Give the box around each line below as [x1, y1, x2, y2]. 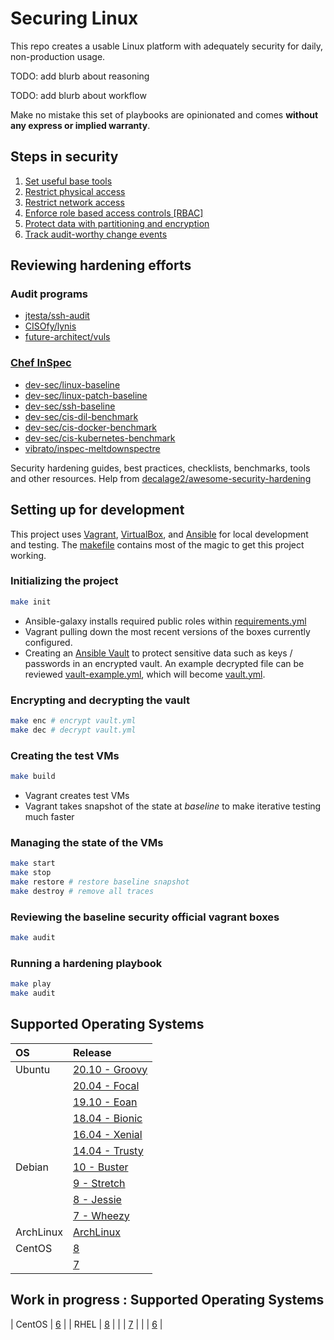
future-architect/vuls [24, 331, 111, 343]
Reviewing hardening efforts [10, 257, 192, 274]
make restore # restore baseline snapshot [10, 877, 190, 887]
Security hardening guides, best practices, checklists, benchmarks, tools [10, 462, 311, 474]
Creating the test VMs [10, 748, 120, 762]
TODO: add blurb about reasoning [10, 70, 150, 82]
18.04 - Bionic [72, 1111, 143, 1125]
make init [10, 597, 52, 607]
